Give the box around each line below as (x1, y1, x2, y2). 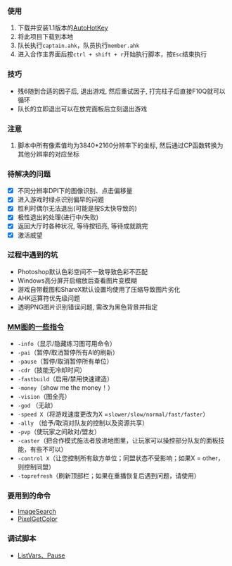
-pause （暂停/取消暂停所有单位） (17, 357, 113, 366)
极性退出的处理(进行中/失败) (17, 213, 99, 221)
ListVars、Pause (17, 551, 65, 560)
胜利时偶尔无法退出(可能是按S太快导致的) (17, 204, 137, 213)
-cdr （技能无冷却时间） (17, 366, 86, 374)
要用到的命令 (7, 491, 51, 501)
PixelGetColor (17, 515, 58, 523)
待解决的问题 (7, 169, 51, 179)
